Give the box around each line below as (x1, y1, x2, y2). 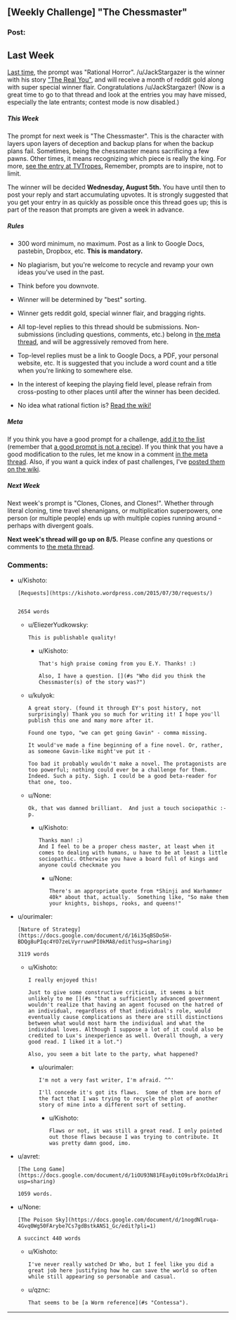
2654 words (17, 609, 50, 616)
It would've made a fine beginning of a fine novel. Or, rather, (27, 742, 223, 749)
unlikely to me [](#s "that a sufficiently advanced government (27, 995, 221, 1003)
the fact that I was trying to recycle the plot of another (38, 1095, 218, 1103)
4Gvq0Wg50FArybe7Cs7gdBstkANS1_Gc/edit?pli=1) (17, 1223, 157, 1230)
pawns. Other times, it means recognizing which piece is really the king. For (7, 154, 227, 163)
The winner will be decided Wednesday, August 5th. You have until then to (7, 183, 226, 192)
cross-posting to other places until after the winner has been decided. (17, 388, 221, 396)
